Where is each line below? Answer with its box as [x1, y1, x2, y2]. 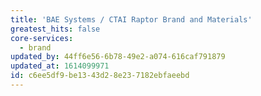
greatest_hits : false [10, 24, 101, 34]
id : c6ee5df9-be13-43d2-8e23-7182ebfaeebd [10, 71, 190, 81]
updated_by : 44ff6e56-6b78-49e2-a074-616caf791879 [10, 52, 226, 62]
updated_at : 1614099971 [10, 61, 110, 71]
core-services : [10, 33, 74, 43]
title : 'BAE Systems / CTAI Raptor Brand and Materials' [10, 14, 253, 25]
